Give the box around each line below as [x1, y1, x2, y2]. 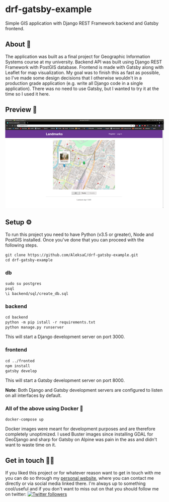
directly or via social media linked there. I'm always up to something [5, 480, 146, 486]
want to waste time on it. [5, 442, 56, 448]
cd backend [5, 315, 28, 320]
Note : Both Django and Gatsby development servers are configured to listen [5, 387, 163, 393]
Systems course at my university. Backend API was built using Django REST [5, 59, 162, 65]
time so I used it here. [5, 91, 50, 97]
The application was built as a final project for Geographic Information [5, 53, 150, 59]
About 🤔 [5, 40, 31, 49]
